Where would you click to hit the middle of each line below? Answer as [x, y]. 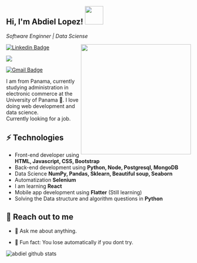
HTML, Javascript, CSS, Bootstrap [57, 161]
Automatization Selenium [45, 180]
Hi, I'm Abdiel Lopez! [45, 22]
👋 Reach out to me [40, 217]
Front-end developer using [47, 155]
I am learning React [38, 186]
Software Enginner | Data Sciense [47, 36]
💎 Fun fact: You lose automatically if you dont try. [74, 242]
